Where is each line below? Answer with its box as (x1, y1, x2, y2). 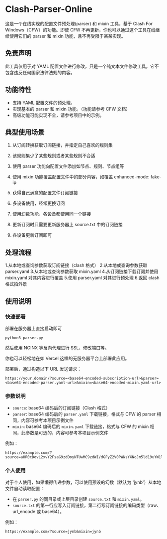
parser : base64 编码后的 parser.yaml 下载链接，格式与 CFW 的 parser (12, 411, 156, 417)
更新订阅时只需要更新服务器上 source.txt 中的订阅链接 (12, 222, 123, 228)
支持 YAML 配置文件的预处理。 (12, 100, 76, 106)
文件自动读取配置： (5, 486, 45, 492)
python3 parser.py (5, 335, 43, 340)
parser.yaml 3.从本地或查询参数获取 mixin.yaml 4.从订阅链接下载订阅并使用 (5, 269, 159, 274)
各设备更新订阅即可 (12, 232, 52, 238)
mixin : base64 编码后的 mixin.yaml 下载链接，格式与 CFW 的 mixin (12, 423, 149, 429)
